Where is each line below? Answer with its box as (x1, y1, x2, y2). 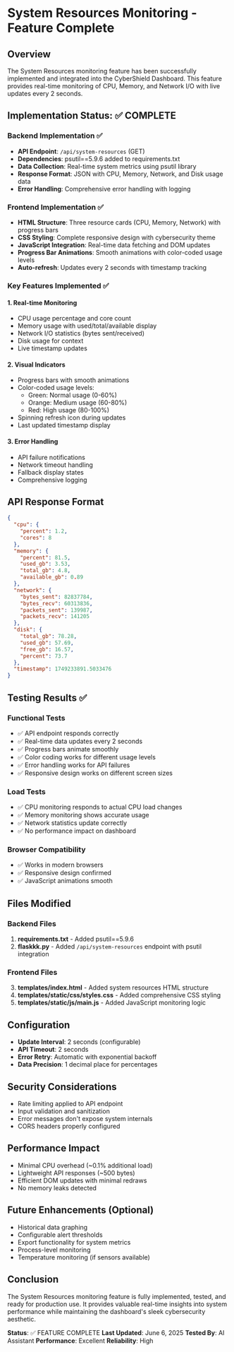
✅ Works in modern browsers (17, 860, 104, 870)
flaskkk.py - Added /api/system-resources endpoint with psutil (17, 942, 202, 951)
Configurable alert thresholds (17, 1231, 104, 1239)
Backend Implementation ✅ (7, 131, 103, 141)
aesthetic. (7, 1315, 37, 1323)
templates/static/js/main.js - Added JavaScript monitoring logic (17, 998, 207, 1007)
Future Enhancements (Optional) (7, 1204, 154, 1216)
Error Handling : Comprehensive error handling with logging (17, 184, 191, 193)
